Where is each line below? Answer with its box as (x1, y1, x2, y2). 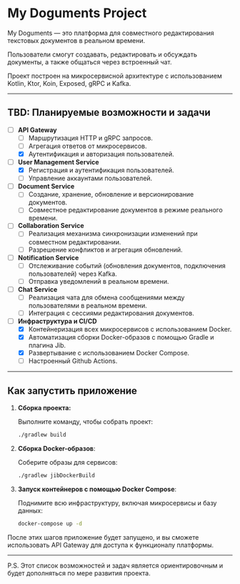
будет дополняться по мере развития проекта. (7, 568, 151, 577)
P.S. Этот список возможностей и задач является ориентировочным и (7, 561, 224, 570)
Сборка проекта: (17, 404, 71, 412)
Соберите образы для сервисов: (17, 457, 118, 466)
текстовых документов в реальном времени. (7, 36, 146, 44)
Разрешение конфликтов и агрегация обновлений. (28, 245, 184, 254)
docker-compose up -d (17, 520, 82, 527)
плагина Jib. (28, 341, 66, 350)
